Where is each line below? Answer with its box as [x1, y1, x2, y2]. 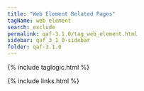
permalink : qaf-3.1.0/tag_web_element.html [7, 30, 138, 38]
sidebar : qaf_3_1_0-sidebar [7, 37, 91, 44]
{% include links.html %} [7, 77, 79, 85]
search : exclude [7, 23, 55, 31]
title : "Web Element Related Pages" [7, 10, 116, 18]
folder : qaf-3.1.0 [7, 43, 62, 50]
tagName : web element [7, 17, 72, 24]
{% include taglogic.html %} [7, 63, 90, 71]
